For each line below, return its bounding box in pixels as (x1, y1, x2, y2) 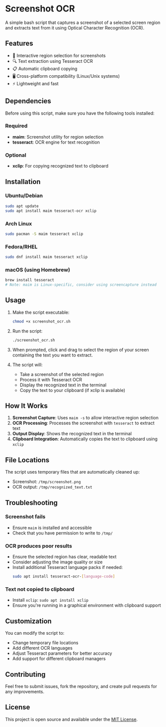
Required (5, 123, 28, 130)
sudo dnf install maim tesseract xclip (5, 255, 88, 260)
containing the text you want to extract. (12, 352, 93, 358)
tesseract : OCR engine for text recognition (12, 139, 100, 145)
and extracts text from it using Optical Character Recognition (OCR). (5, 24, 145, 30)
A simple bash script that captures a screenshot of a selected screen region (5, 19, 161, 25)
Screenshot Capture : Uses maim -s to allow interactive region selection (12, 415, 159, 421)
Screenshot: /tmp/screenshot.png (12, 479, 81, 485)
